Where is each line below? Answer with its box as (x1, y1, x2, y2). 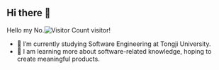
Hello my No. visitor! (6, 25, 111, 34)
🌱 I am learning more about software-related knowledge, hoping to (16, 47, 212, 55)
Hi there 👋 (6, 7, 51, 19)
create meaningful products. (16, 54, 100, 63)
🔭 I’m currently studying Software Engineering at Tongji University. (16, 40, 211, 48)
